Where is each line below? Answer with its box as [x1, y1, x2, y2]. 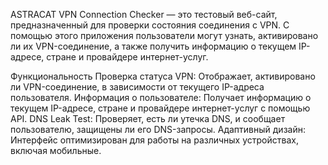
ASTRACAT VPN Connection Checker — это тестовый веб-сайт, [10, 9, 278, 20]
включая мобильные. [10, 145, 102, 156]
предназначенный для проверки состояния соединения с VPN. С [10, 19, 290, 31]
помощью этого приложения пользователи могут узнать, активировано [10, 30, 319, 41]
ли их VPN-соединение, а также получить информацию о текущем [10, 40, 297, 52]
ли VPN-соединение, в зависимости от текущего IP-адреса [10, 81, 265, 93]
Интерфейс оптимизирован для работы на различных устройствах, [10, 134, 299, 146]
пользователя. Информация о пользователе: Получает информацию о [10, 92, 312, 103]
